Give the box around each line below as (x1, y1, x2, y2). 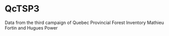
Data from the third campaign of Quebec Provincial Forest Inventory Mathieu (5, 19, 164, 25)
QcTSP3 (5, 3, 40, 14)
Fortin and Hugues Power (5, 24, 58, 30)
